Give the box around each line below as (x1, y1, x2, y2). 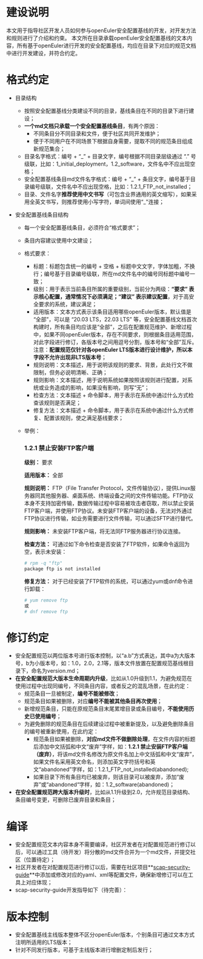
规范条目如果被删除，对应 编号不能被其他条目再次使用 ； (24, 698, 162, 705)
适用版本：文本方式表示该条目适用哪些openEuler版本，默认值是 (33, 308, 192, 315)
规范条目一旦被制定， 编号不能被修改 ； (24, 690, 120, 698)
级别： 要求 (24, 459, 53, 466)
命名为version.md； (31, 667, 81, 675)
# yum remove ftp (24, 597, 68, 604)
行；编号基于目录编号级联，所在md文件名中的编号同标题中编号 (33, 270, 190, 277)
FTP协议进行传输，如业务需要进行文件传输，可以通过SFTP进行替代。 (24, 515, 197, 522)
